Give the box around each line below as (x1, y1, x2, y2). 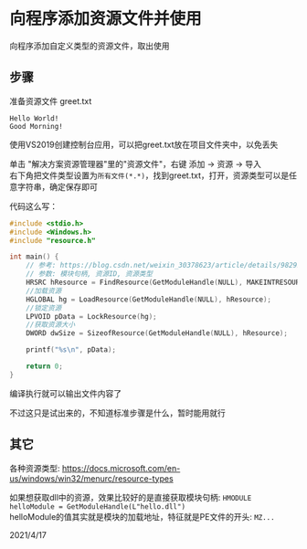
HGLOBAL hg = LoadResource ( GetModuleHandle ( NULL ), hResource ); (26, 294, 272, 304)
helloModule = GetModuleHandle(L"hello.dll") (9, 501, 185, 512)
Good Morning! (9, 121, 64, 131)
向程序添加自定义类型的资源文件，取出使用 (9, 40, 170, 51)
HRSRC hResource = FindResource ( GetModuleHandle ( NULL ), (26, 278, 244, 287)
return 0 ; (26, 362, 64, 371)
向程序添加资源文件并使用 (9, 8, 203, 29)
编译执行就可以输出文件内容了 (9, 387, 122, 398)
